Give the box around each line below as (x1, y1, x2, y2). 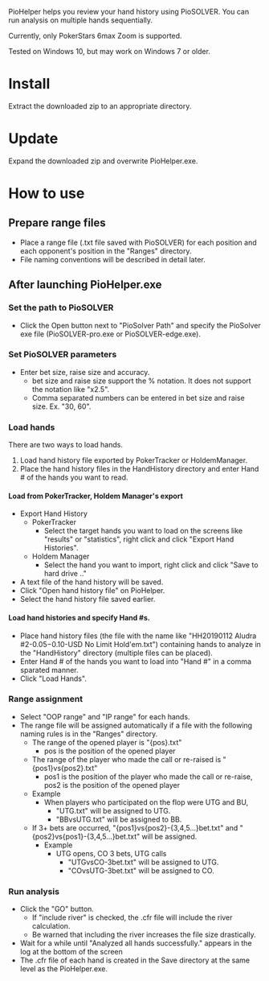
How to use (8, 184, 85, 203)
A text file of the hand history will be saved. (19, 577, 164, 587)
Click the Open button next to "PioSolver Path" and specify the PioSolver (19, 320, 261, 330)
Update (8, 130, 59, 148)
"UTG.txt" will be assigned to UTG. (55, 806, 171, 815)
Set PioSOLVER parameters (8, 349, 117, 361)
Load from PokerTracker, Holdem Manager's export (8, 491, 183, 501)
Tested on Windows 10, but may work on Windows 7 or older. (8, 47, 211, 56)
